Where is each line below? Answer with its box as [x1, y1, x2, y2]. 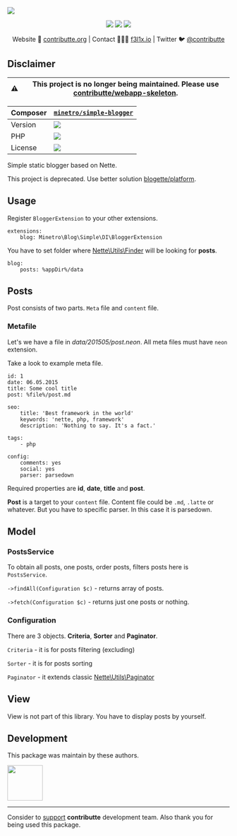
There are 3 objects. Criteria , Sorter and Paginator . [7, 632, 158, 640]
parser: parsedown [20, 471, 74, 479]
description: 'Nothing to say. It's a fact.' [20, 422, 157, 429]
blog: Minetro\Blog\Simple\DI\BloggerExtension [20, 233, 162, 240]
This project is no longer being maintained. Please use [32, 79, 219, 88]
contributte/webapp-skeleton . [73, 88, 178, 98]
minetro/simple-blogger [54, 108, 134, 117]
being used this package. [7, 820, 81, 829]
